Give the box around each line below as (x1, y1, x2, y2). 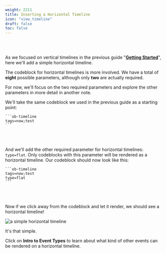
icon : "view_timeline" (5, 16, 52, 21)
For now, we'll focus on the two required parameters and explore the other (5, 84, 158, 90)
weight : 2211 (5, 7, 32, 12)
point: (5, 105, 17, 111)
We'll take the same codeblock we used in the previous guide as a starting (5, 99, 158, 105)
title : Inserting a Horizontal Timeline (5, 12, 91, 17)
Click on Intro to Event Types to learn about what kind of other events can (5, 238, 158, 244)
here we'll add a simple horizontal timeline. (5, 60, 93, 66)
